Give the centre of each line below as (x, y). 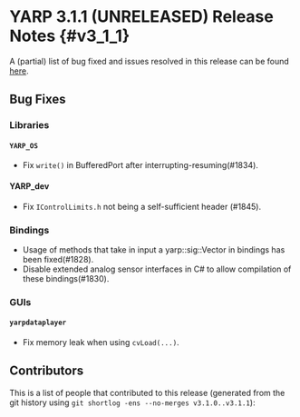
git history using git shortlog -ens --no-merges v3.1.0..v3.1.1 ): (132, 402)
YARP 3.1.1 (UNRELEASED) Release (141, 17)
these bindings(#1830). (66, 278)
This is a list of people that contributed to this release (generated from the (147, 392)
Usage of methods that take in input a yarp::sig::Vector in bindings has (154, 249)
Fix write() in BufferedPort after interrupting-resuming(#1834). (140, 165)
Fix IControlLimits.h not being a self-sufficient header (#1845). (142, 206)
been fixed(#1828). (58, 259)
